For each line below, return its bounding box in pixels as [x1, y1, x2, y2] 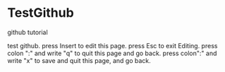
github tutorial [7, 28, 48, 36]
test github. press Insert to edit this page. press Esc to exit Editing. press [7, 41, 218, 50]
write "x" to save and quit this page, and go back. [7, 56, 152, 64]
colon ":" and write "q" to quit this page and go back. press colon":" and [7, 49, 217, 57]
